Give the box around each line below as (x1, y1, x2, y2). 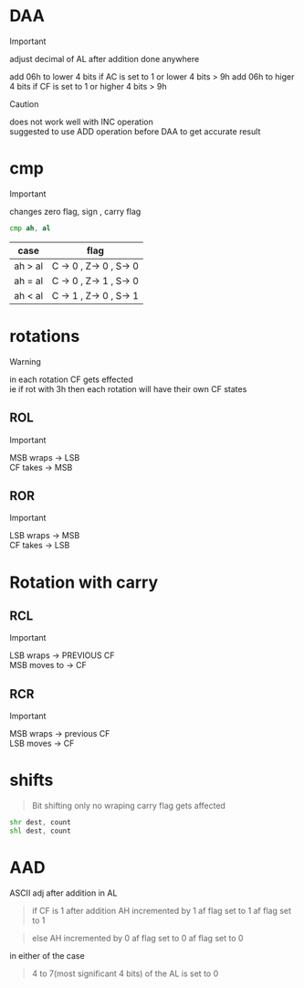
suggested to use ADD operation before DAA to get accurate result (9, 125, 261, 137)
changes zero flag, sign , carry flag (9, 206, 142, 217)
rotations (9, 325, 80, 346)
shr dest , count (9, 818, 71, 827)
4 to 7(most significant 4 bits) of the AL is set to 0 (31, 968, 219, 979)
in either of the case (9, 950, 85, 961)
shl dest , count (9, 826, 71, 835)
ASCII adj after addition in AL (9, 887, 118, 898)
